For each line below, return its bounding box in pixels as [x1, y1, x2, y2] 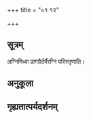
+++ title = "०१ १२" [7, 6, 60, 14]
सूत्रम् [7, 39, 24, 51]
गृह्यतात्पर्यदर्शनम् [7, 101, 58, 112]
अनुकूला [7, 78, 34, 90]
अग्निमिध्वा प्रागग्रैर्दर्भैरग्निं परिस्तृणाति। [7, 57, 86, 66]
